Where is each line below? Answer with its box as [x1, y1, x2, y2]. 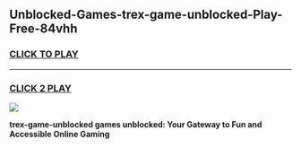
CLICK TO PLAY [9, 48, 79, 61]
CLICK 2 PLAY [9, 82, 72, 94]
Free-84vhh [9, 22, 78, 37]
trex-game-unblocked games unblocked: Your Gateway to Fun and [9, 118, 262, 129]
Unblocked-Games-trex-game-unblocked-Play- [9, 7, 283, 22]
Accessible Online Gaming [9, 128, 110, 139]
